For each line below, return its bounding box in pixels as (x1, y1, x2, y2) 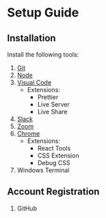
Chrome (16, 129, 40, 138)
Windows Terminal (16, 166, 70, 174)
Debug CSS (37, 159, 70, 166)
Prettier (37, 93, 59, 101)
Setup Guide (7, 5, 79, 21)
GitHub (16, 204, 38, 212)
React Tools (37, 144, 71, 152)
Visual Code (16, 78, 52, 87)
